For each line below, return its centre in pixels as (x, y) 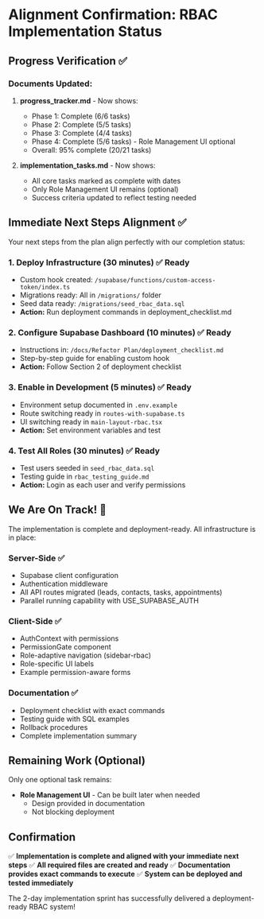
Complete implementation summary (78, 735)
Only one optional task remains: (60, 780)
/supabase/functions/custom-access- (155, 280)
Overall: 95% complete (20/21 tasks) (91, 149)
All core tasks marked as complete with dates (106, 180)
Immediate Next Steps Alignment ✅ (97, 223)
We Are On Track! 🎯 (58, 510)
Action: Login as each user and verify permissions (103, 485)
